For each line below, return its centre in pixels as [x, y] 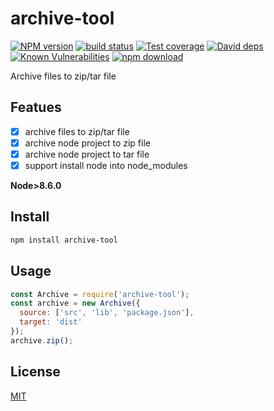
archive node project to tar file [87, 154]
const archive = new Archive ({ [75, 303]
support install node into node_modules [106, 165]
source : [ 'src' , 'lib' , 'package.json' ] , [107, 313]
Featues [36, 107]
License [35, 372]
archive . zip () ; [42, 340]
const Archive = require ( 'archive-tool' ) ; [100, 294]
